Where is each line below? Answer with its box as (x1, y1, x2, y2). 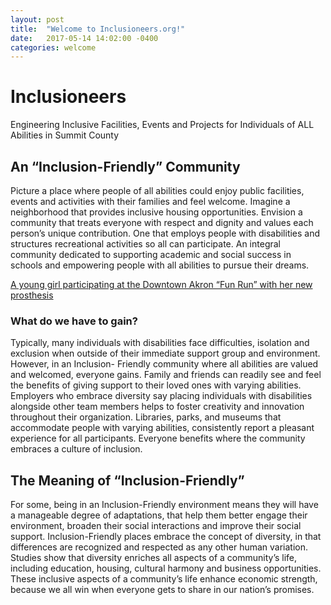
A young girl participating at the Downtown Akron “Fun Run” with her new (10, 279, 313, 290)
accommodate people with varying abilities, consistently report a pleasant (10, 422, 315, 434)
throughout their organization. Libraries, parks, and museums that (10, 411, 282, 423)
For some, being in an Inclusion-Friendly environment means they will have (10, 499, 319, 511)
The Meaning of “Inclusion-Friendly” (10, 472, 245, 489)
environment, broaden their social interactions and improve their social (10, 520, 302, 532)
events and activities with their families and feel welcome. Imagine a (10, 196, 291, 207)
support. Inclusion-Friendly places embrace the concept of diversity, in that (10, 531, 322, 543)
